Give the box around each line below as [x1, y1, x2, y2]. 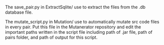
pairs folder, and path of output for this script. [5, 34, 98, 40]
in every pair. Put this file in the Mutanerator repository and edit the [5, 24, 141, 30]
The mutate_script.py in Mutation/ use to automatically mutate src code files [5, 19, 160, 24]
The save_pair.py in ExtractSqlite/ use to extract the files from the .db [5, 4, 146, 10]
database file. [5, 9, 33, 15]
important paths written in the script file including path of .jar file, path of [5, 29, 153, 35]
